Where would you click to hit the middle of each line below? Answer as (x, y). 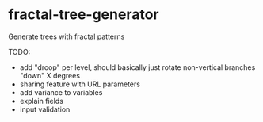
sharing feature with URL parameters (80, 84)
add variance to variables (61, 92)
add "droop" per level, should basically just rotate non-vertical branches (137, 67)
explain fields (41, 101)
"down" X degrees (50, 75)
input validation (45, 109)
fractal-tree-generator (84, 15)
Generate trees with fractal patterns (67, 36)
